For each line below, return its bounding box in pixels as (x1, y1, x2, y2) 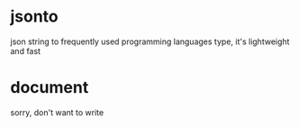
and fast (10, 45, 41, 56)
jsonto (10, 6, 59, 27)
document (10, 77, 89, 98)
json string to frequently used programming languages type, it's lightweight (10, 36, 290, 47)
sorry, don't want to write (10, 106, 104, 118)
